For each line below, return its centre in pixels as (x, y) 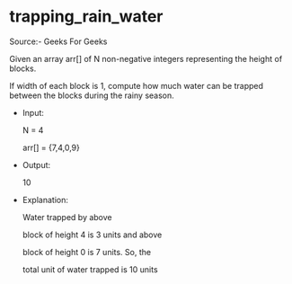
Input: (33, 112)
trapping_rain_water (86, 17)
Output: (36, 164)
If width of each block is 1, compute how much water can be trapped (136, 85)
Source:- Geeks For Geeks (58, 41)
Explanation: (45, 200)
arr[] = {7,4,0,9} (51, 147)
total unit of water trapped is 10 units (90, 269)
